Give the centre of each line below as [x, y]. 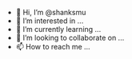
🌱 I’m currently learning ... [58, 29]
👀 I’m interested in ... [50, 21]
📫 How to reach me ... [53, 47]
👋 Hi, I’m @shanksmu [51, 12]
